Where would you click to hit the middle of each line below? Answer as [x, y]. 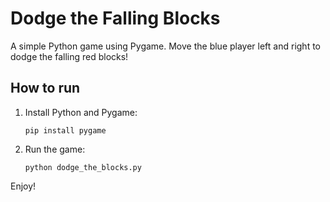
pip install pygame [65, 130]
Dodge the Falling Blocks [115, 18]
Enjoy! [23, 186]
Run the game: [55, 149]
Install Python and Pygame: [81, 112]
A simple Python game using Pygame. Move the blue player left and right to [166, 46]
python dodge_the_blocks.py [83, 167]
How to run [45, 88]
